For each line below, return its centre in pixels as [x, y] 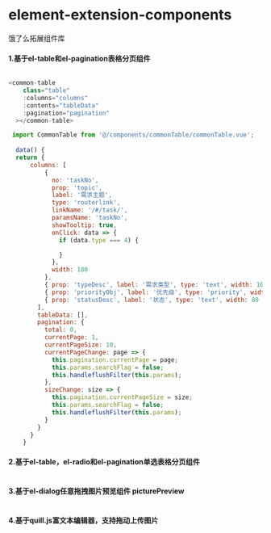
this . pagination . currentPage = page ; [115, 360]
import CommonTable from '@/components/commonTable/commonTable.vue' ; [133, 135]
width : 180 [70, 270]
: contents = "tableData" [61, 105]
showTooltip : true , [84, 225]
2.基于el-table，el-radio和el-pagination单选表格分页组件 [104, 461]
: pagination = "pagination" [67, 113]
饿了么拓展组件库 [37, 38]
